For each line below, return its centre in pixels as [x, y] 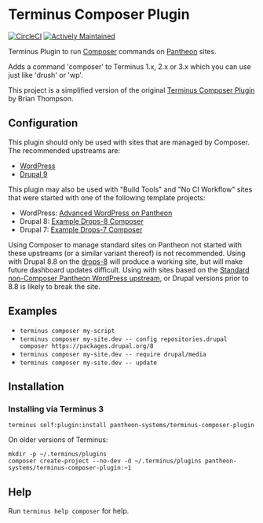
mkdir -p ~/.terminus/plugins [58, 454]
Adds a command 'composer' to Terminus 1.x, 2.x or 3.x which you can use [130, 66]
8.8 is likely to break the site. [54, 286]
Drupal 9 [34, 174]
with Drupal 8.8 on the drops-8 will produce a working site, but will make [126, 261]
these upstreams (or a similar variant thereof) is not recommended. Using [127, 253]
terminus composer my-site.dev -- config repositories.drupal [123, 339]
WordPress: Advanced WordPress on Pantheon [96, 213]
